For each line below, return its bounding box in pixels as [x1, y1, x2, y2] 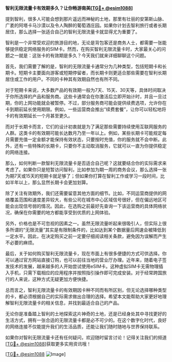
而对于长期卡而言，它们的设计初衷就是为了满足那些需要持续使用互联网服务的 [5, 124, 167, 130]
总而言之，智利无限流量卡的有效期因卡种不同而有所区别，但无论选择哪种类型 [5, 287, 167, 293]
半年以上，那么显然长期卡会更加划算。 [9, 179, 91, 185]
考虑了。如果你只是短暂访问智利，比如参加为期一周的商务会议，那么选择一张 [5, 167, 167, 172]
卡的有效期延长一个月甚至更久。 [5, 113, 73, 118]
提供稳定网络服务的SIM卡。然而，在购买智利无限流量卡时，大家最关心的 [9, 46, 162, 52]
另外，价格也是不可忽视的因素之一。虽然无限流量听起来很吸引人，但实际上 [5, 220, 162, 226]
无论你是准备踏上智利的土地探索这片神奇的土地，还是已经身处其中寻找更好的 [5, 311, 167, 317]
